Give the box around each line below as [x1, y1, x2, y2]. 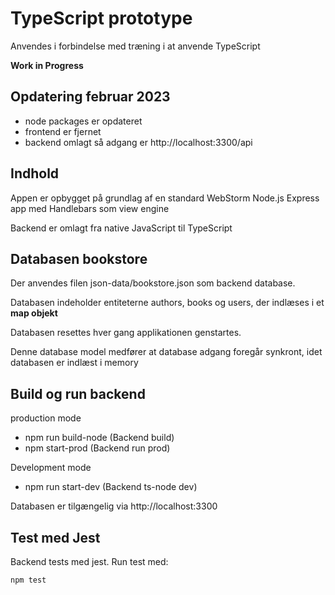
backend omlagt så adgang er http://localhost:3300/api [24, 136, 253, 148]
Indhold [10, 165, 60, 182]
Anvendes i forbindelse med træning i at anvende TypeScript [10, 40, 261, 52]
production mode [10, 412, 82, 424]
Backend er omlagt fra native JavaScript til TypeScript [10, 222, 233, 234]
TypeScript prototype [10, 7, 193, 30]
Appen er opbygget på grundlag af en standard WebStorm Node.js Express [10, 192, 320, 204]
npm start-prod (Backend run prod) [24, 442, 171, 454]
